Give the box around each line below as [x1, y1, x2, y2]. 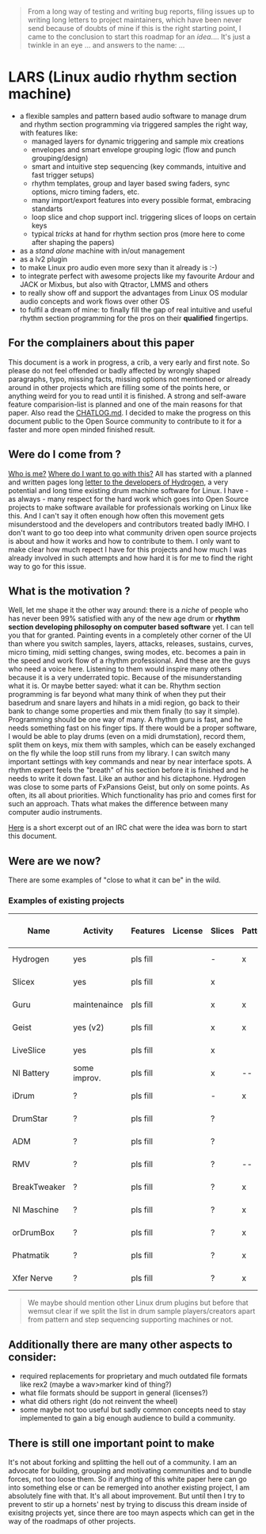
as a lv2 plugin [19, 254, 68, 264]
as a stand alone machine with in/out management [19, 246, 185, 255]
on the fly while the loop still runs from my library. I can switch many [8, 748, 231, 758]
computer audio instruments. [8, 808, 103, 817]
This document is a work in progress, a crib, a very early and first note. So [8, 357, 250, 367]
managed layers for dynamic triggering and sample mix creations [31, 136, 245, 146]
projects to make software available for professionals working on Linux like [8, 503, 252, 512]
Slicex [12, 977, 35, 988]
